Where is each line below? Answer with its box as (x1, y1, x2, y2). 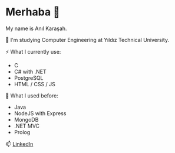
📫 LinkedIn (5, 140, 34, 147)
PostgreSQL (14, 74, 44, 82)
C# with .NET (14, 68, 47, 75)
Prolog (14, 128, 31, 135)
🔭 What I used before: (5, 92, 58, 99)
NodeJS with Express (14, 109, 67, 117)
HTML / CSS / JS (14, 80, 55, 87)
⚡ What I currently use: (5, 48, 61, 55)
